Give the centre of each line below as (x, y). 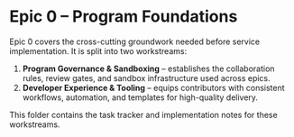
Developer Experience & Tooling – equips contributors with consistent (154, 87)
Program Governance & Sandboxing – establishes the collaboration (148, 68)
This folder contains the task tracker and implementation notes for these (143, 114)
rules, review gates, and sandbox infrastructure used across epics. (146, 78)
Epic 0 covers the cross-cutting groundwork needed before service (134, 41)
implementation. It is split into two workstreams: (98, 50)
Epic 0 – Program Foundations (124, 17)
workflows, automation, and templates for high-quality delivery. (140, 97)
